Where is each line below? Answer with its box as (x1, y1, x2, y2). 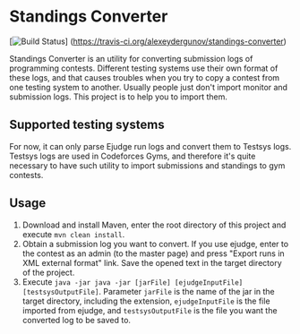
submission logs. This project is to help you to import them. (9, 91, 228, 102)
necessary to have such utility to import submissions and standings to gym (9, 159, 286, 171)
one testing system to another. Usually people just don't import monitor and (9, 81, 288, 92)
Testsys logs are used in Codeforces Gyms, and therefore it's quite (9, 150, 256, 161)
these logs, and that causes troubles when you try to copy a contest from (9, 72, 280, 82)
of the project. (21, 267, 75, 278)
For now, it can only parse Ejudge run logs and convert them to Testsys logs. (9, 141, 292, 151)
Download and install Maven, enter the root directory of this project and (21, 219, 287, 230)
